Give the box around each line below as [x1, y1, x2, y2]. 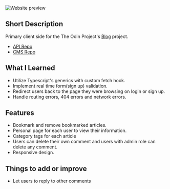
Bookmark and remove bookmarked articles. [12, 122, 107, 128]
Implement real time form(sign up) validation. [12, 83, 108, 89]
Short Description [5, 20, 63, 28]
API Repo [12, 43, 33, 49]
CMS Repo [12, 49, 36, 55]
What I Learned [5, 64, 55, 72]
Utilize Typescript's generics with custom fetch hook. [12, 77, 125, 83]
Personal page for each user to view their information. [12, 127, 127, 134]
